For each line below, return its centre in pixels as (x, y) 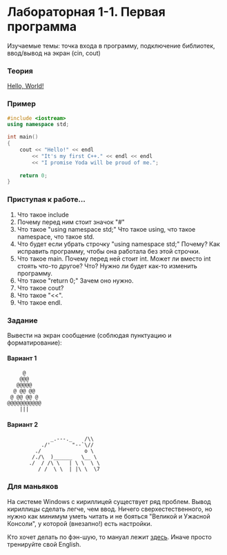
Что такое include (43, 214)
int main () (23, 137)
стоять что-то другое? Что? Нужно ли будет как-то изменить (107, 265)
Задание (22, 320)
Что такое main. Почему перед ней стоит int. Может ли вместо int (114, 259)
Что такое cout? (40, 287)
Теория (20, 71)
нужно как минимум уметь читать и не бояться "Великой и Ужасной (109, 516)
